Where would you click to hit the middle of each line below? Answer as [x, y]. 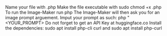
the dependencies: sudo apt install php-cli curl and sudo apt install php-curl [83, 28]
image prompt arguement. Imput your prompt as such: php [66, 18]
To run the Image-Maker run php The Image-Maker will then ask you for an [82, 12]
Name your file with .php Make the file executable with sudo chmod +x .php [83, 7]
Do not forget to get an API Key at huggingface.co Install [103, 23]
